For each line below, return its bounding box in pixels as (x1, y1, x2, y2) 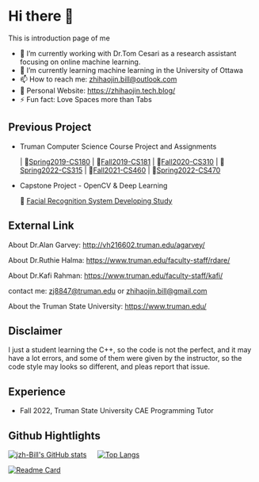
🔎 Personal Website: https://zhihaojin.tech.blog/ (19, 85, 176, 95)
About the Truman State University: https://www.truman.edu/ (8, 301, 208, 311)
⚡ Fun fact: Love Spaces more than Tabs (19, 94, 152, 104)
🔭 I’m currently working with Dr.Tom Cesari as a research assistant (19, 48, 237, 58)
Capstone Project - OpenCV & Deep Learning (19, 180, 168, 190)
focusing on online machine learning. (19, 57, 141, 66)
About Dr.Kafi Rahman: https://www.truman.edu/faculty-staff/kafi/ (8, 271, 223, 280)
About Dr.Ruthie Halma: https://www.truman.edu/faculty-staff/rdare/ (8, 255, 230, 264)
